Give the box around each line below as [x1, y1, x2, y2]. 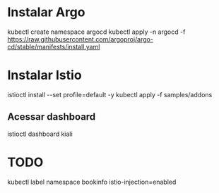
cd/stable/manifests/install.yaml [7, 42, 100, 51]
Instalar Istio [7, 68, 83, 83]
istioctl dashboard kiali [7, 130, 73, 138]
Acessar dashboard [7, 111, 96, 123]
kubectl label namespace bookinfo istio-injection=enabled [7, 178, 177, 186]
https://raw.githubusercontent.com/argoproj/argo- [7, 35, 154, 43]
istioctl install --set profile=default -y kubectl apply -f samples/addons [7, 90, 213, 99]
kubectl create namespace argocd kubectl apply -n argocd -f [7, 27, 186, 36]
